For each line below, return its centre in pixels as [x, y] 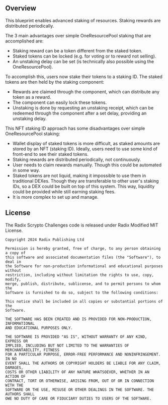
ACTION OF [16, 376]
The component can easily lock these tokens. [60, 102]
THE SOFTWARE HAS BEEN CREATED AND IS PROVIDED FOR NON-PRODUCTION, [78, 319]
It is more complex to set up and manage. [56, 197]
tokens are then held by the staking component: [55, 82]
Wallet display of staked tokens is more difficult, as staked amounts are [86, 143]
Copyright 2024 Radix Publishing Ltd [45, 240]
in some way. [26, 170]
